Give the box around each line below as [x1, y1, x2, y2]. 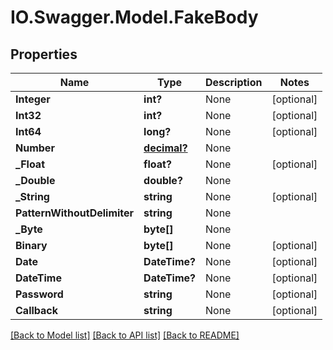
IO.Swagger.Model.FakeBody [10, 6, 259, 29]
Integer [15, 92, 51, 106]
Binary [15, 239, 48, 252]
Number [15, 141, 55, 155]
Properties [10, 46, 78, 63]
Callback [15, 304, 59, 317]
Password [15, 287, 64, 301]
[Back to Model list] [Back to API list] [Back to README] [10, 329, 240, 341]
